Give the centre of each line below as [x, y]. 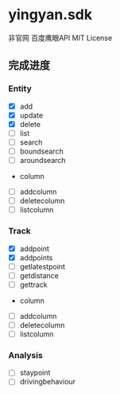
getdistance [39, 275]
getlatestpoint [43, 266]
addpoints [36, 257]
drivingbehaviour [48, 382]
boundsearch [41, 151]
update [31, 115]
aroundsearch [43, 160]
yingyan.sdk [50, 15]
